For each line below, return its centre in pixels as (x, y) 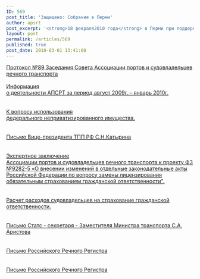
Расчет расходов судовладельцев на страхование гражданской (88, 200)
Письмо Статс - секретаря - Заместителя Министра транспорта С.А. (94, 225)
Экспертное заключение (38, 156)
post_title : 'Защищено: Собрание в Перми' (60, 17)
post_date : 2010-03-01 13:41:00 (46, 51)
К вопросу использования (40, 111)
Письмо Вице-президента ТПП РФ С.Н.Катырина (69, 137)
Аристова (18, 231)
